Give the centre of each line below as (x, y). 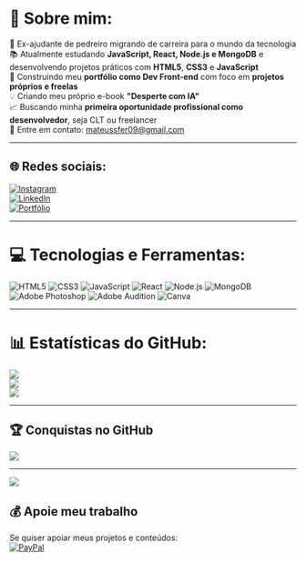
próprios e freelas (44, 86)
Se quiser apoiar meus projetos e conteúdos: (94, 538)
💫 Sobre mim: (61, 19)
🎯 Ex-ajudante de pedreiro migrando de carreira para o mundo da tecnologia (153, 44)
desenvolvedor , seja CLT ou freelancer (83, 120)
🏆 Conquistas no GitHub (82, 431)
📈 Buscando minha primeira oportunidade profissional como (127, 106)
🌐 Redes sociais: (58, 167)
